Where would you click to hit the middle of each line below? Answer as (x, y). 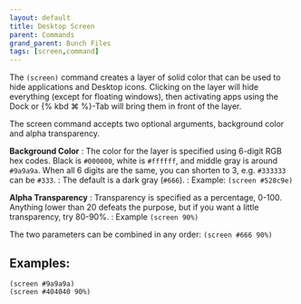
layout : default (40, 18)
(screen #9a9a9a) (42, 284)
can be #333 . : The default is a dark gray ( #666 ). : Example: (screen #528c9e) (151, 180)
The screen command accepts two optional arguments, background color (147, 124)
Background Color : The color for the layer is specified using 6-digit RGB (146, 152)
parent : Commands (42, 34)
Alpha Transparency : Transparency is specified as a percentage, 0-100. (146, 198)
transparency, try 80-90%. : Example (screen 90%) (104, 217)
